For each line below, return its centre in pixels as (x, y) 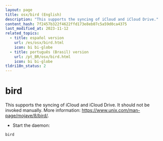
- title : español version (37, 38)
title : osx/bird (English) (33, 15)
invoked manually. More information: (43, 110)
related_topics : (22, 33)
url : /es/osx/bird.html (39, 43)
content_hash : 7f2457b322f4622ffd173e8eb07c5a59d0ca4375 (66, 24)
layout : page (19, 10)
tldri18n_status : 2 (26, 66)
